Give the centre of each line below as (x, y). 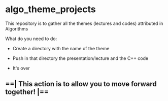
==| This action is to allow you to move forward (81, 84)
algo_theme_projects (51, 9)
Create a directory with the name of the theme (61, 48)
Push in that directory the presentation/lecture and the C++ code (80, 58)
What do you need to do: (31, 39)
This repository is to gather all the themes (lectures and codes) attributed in (84, 23)
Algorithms (17, 28)
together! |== (27, 92)
